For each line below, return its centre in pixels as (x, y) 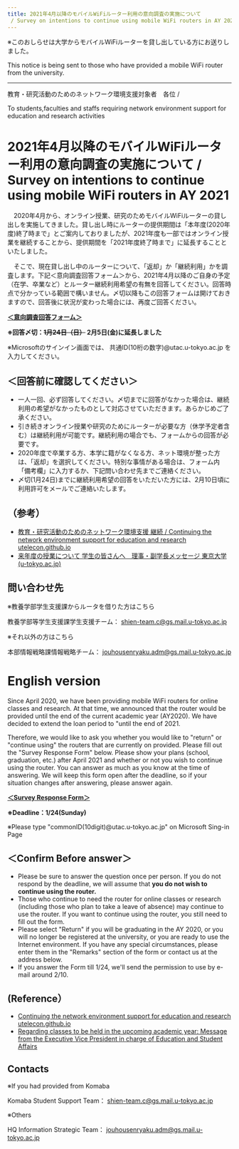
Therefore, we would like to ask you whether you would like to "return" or (115, 737)
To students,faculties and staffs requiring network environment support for (117, 108)
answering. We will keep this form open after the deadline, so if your (107, 775)
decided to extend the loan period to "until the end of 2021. (94, 723)
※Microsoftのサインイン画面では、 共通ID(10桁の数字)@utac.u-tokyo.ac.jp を (119, 348)
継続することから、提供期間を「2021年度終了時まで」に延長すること (120, 242)
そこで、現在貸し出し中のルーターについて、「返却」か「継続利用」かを (117, 266)
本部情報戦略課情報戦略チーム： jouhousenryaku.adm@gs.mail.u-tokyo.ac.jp (119, 652)
